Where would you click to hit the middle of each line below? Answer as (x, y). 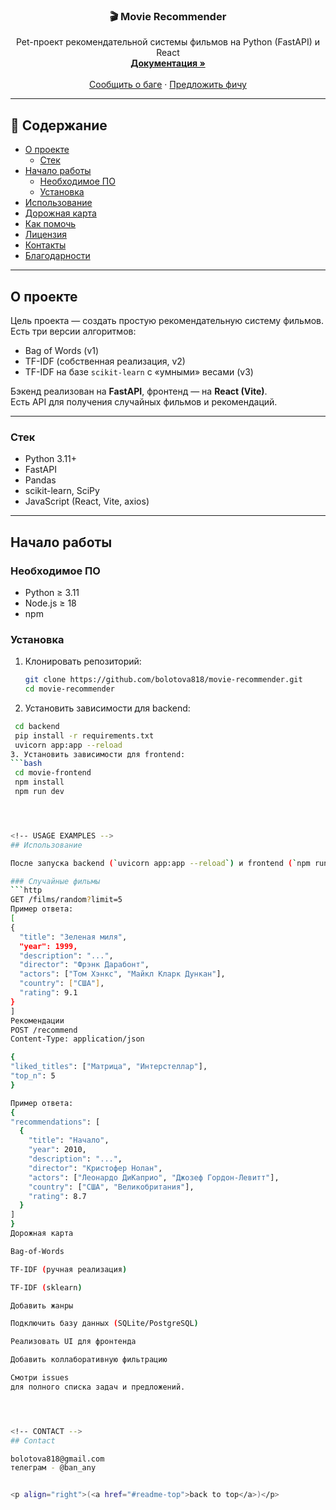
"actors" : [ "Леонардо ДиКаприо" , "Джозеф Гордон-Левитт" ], (154, 1177)
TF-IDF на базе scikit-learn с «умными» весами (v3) (139, 371)
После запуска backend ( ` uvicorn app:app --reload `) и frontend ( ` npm (160, 863)
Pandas (40, 480)
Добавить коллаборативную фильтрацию (89, 1360)
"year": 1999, (48, 946)
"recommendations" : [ (55, 1122)
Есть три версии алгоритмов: (73, 331)
